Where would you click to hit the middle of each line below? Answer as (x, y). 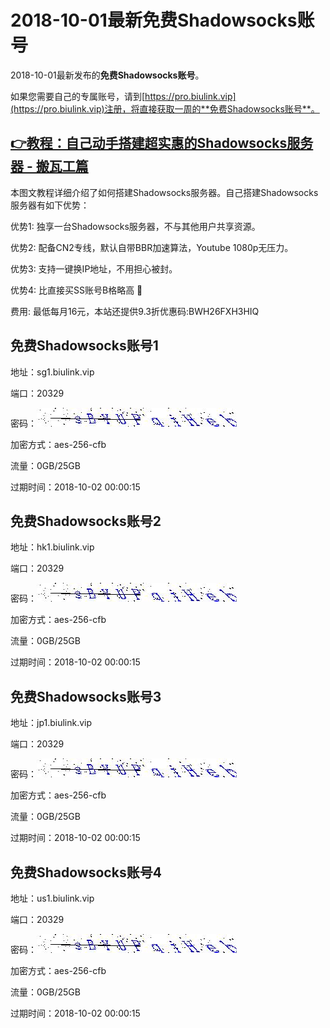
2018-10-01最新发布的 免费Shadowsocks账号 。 (107, 75)
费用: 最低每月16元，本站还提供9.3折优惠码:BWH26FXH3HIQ (135, 311)
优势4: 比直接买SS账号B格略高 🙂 (76, 290)
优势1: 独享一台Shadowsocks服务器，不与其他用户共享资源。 (135, 226)
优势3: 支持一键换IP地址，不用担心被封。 (94, 268)
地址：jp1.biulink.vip (51, 723)
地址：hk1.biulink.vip (52, 547)
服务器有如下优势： (50, 205)
